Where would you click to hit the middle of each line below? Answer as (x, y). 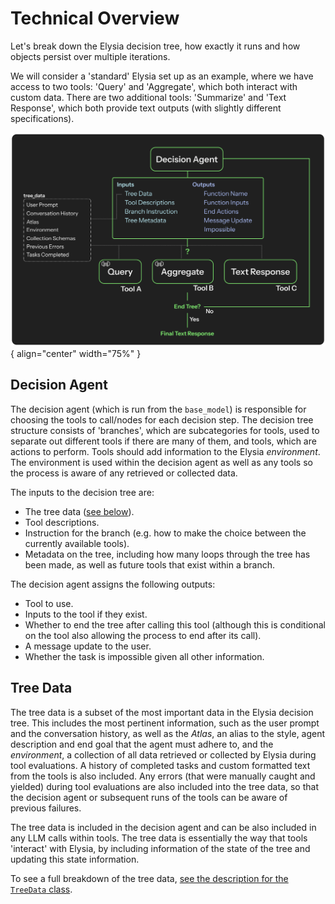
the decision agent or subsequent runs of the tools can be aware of (149, 797)
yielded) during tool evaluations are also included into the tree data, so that (164, 786)
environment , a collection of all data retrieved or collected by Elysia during (163, 754)
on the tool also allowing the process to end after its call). (143, 635)
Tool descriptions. (62, 522)
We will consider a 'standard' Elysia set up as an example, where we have (162, 76)
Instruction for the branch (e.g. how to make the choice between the (165, 533)
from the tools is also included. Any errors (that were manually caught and (163, 776)
